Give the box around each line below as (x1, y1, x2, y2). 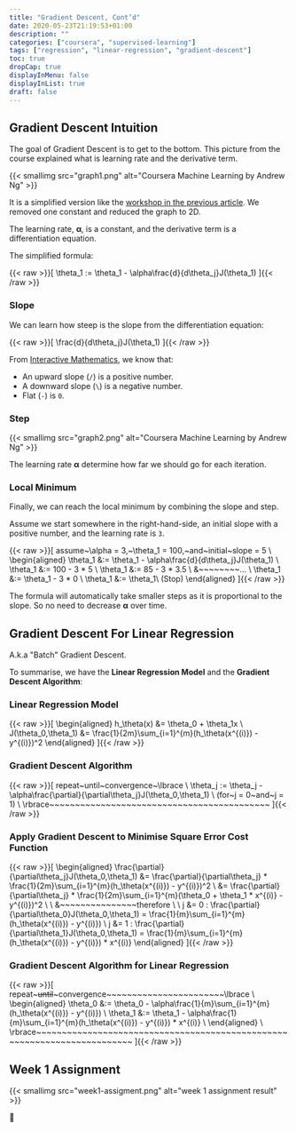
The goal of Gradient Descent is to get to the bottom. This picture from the (9, 144, 281, 155)
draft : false (9, 87, 58, 96)
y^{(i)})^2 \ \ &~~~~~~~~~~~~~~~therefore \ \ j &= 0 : (9, 899, 208, 910)
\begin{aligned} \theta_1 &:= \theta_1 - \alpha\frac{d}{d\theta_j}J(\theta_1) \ (9, 554, 279, 565)
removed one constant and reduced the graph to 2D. (9, 206, 201, 218)
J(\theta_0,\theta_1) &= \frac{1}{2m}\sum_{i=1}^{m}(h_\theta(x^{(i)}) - (9, 728, 259, 738)
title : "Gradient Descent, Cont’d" (9, 12, 141, 22)
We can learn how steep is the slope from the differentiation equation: (9, 319, 264, 330)
